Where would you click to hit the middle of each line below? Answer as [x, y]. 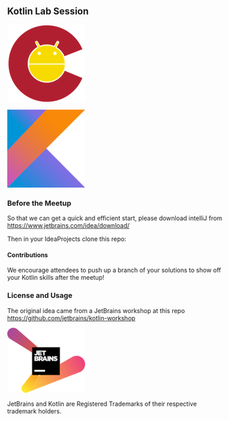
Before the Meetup [39, 203]
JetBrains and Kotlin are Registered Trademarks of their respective [102, 404]
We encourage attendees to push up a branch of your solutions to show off [114, 270]
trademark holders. [35, 411]
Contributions [28, 255]
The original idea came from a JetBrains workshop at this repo [96, 310]
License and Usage [40, 296]
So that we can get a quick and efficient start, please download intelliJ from [115, 218]
